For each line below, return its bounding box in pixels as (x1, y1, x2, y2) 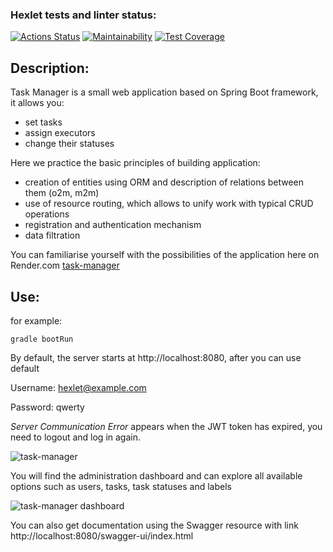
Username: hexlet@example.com (10, 381, 147, 393)
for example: (10, 314, 63, 327)
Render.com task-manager (10, 259, 120, 272)
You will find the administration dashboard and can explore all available (10, 469, 303, 482)
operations (24, 208, 70, 220)
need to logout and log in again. (10, 431, 141, 443)
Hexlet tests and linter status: (10, 8, 157, 22)
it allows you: (10, 97, 65, 109)
